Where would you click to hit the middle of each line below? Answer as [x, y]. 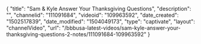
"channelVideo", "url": [34, 28]
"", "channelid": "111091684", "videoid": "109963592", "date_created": [93, 15]
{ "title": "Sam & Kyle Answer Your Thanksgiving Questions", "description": [99, 9]
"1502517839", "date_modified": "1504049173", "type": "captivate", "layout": [101, 21]
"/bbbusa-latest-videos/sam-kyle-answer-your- [122, 28]
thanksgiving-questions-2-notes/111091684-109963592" [76, 34]
